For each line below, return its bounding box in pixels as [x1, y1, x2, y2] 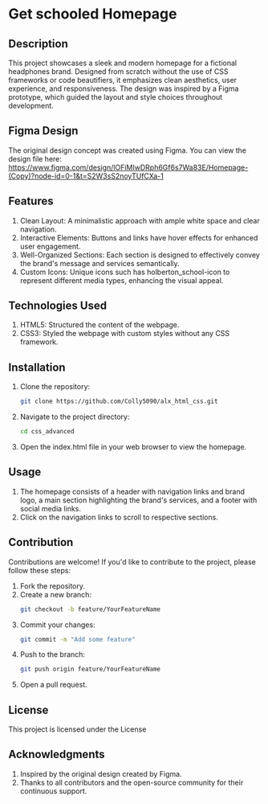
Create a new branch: [19, 589, 92, 599]
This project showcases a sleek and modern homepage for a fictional [8, 58, 238, 68]
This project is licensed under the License [8, 724, 147, 734]
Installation [8, 360, 66, 374]
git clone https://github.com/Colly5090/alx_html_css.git [19, 397, 218, 406]
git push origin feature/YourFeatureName [19, 665, 160, 674]
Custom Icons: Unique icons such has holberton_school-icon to [19, 267, 230, 277]
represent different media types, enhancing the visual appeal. [19, 275, 224, 285]
